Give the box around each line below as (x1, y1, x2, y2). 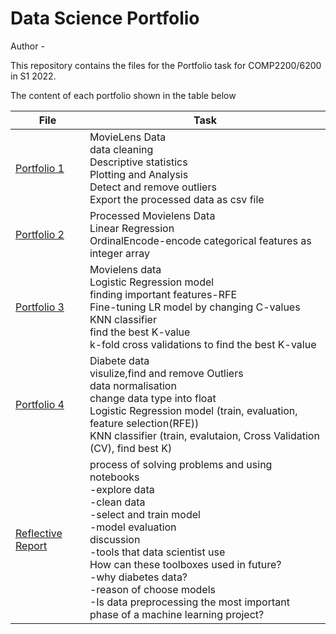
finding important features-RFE (89, 287, 238, 301)
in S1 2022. (10, 70, 57, 82)
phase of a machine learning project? (89, 607, 265, 621)
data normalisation (89, 378, 177, 392)
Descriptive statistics (89, 155, 188, 169)
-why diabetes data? (89, 570, 188, 584)
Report (15, 538, 48, 552)
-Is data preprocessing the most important (89, 595, 290, 609)
